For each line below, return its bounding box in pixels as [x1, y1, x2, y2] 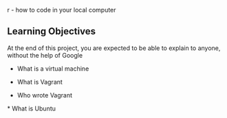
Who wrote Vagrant [17, 91, 73, 99]
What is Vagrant [17, 78, 63, 86]
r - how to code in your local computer [7, 6, 116, 14]
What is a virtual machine [17, 64, 89, 73]
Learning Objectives [7, 25, 96, 37]
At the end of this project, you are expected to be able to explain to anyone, [7, 44, 221, 52]
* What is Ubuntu [7, 104, 56, 113]
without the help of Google [7, 51, 83, 59]
